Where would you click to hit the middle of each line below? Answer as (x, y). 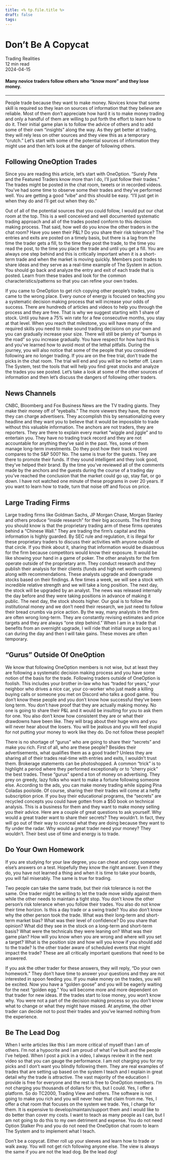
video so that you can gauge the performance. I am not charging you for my (84, 1061)
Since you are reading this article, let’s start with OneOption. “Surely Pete (81, 174)
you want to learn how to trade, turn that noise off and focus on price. (78, 486)
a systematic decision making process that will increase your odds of (77, 302)
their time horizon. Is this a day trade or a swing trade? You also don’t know (84, 909)
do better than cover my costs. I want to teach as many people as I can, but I (85, 1115)
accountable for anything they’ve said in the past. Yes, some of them (77, 443)
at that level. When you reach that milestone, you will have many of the (79, 323)
